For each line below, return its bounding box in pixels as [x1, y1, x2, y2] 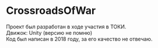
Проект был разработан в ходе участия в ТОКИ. [6, 23, 127, 30]
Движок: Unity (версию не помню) [6, 29, 93, 36]
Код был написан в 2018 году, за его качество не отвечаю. [6, 35, 153, 42]
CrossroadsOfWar [6, 4, 96, 17]
